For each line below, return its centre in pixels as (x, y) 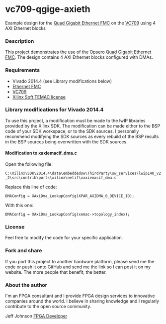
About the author (26, 285)
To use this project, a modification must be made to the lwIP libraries (75, 120)
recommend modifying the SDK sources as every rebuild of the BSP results (82, 136)
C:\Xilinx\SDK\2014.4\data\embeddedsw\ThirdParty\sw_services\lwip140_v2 (83, 173)
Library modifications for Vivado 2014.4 (54, 109)
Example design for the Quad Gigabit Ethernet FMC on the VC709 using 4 (81, 23)
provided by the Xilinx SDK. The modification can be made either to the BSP (83, 126)
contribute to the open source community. (48, 306)
